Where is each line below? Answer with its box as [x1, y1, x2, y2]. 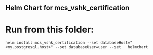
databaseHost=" [100, 40, 133, 45]
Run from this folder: [5, 24, 94, 35]
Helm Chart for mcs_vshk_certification [5, 4, 130, 12]
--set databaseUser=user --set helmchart [55, 45, 148, 50]
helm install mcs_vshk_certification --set [5, 40, 99, 45]
